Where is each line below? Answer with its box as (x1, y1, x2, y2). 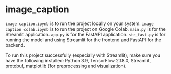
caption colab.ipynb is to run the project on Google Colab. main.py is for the (5, 26, 166, 32)
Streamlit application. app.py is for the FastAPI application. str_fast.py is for (5, 31, 166, 37)
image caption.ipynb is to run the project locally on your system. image (5, 20, 154, 27)
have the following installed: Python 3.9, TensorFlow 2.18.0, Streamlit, (5, 57, 151, 63)
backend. (5, 42, 25, 48)
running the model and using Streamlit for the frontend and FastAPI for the (5, 37, 162, 43)
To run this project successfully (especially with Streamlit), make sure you (5, 52, 161, 58)
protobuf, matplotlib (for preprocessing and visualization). (5, 63, 127, 69)
